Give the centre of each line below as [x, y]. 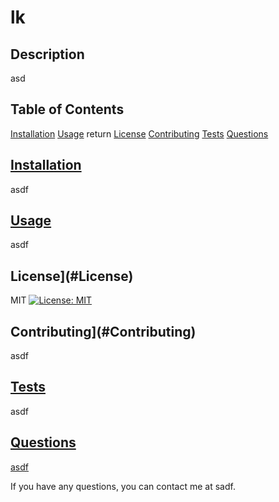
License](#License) [72, 276]
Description [47, 54]
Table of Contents [67, 109]
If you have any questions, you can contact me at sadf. [123, 486]
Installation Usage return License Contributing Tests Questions [139, 133]
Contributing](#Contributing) [103, 331]
